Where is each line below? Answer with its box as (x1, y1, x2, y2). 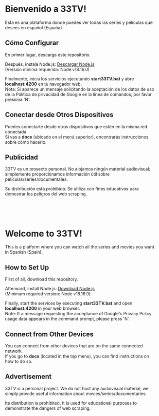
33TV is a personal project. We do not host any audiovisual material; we (5, 385, 149, 391)
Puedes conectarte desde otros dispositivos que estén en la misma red (5, 123, 147, 130)
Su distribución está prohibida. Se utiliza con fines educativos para (5, 186, 139, 192)
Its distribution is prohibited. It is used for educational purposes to (5, 400, 137, 406)
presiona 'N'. (5, 96, 31, 102)
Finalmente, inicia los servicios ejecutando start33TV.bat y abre (5, 76, 134, 81)
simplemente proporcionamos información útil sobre (5, 171, 110, 177)
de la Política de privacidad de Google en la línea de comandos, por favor (5, 91, 152, 97)
